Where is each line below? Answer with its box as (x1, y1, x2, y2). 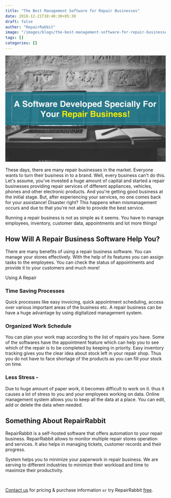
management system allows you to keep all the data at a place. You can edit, (5, 396, 165, 403)
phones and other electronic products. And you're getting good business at (5, 189, 163, 195)
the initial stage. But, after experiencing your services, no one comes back (5, 194, 161, 200)
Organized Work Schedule (5, 322, 72, 330)
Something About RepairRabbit (5, 416, 106, 426)
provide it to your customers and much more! (5, 264, 100, 270)
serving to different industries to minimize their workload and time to (5, 462, 149, 468)
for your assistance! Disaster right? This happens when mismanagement (5, 200, 157, 206)
